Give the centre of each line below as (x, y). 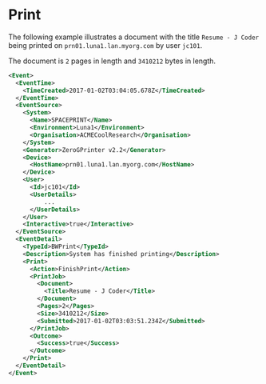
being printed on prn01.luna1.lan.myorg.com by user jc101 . (105, 45)
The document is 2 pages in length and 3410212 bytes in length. (112, 61)
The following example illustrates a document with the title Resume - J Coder (134, 37)
